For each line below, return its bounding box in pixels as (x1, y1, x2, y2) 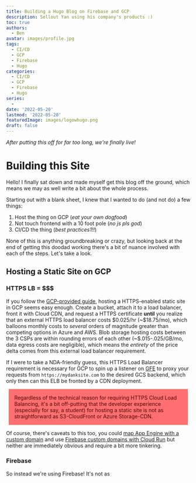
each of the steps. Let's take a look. (6, 250, 92, 257)
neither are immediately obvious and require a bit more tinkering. (6, 442, 162, 449)
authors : (6, 25, 27, 31)
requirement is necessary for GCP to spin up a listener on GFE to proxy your (6, 365, 189, 372)
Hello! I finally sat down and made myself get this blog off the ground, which (6, 178, 190, 185)
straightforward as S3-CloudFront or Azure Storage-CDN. (14, 413, 153, 420)
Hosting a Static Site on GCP (6, 267, 111, 277)
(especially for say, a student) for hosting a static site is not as (14, 407, 164, 414)
